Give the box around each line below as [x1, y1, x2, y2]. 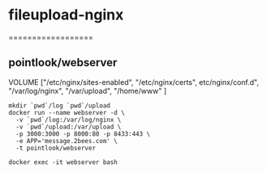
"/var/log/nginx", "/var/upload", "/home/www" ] [8, 86, 167, 95]
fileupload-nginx [8, 6, 124, 24]
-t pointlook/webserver [15, 144, 96, 152]
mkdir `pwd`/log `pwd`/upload [8, 101, 111, 110]
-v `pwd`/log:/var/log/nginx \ [15, 116, 122, 124]
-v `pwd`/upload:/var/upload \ [15, 123, 122, 131]
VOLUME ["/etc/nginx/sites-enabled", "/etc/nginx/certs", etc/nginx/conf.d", [8, 77, 260, 86]
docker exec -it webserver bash [8, 158, 118, 167]
